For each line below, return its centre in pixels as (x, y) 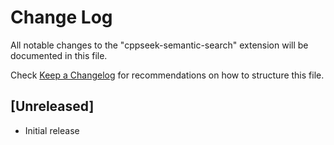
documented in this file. (59, 55)
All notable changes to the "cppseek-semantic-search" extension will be (159, 45)
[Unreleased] (52, 106)
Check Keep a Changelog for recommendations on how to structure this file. (167, 75)
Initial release (52, 130)
